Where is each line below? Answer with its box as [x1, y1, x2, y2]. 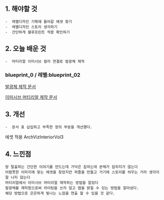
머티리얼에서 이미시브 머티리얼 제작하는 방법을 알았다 [5, 180, 99, 185]
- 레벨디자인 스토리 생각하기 [5, 24, 58, 29]
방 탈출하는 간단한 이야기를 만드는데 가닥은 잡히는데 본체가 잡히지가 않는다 [5, 164, 138, 169]
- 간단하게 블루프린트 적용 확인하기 [5, 29, 70, 35]
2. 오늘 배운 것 [5, 44, 46, 53]
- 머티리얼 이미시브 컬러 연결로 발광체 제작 [5, 59, 85, 64]
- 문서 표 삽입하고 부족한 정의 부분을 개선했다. [5, 124, 93, 129]
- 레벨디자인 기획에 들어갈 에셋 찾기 [5, 19, 72, 24]
